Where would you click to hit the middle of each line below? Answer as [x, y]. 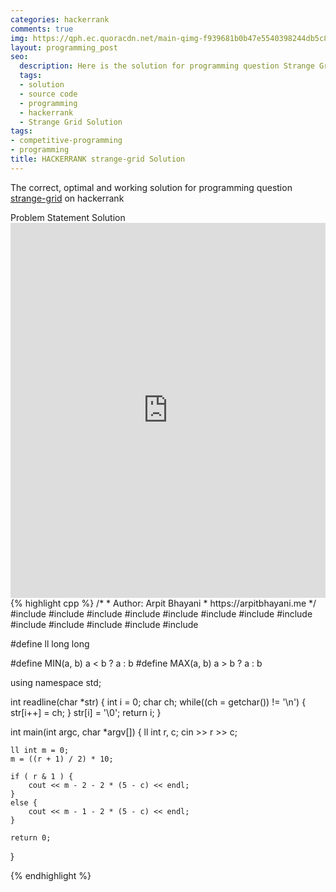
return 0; [31, 837]
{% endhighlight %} [51, 875]
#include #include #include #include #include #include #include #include [161, 613]
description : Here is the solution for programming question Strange [167, 66]
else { [24, 802]
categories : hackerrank [60, 19]
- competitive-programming [66, 141]
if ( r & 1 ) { [42, 776]
